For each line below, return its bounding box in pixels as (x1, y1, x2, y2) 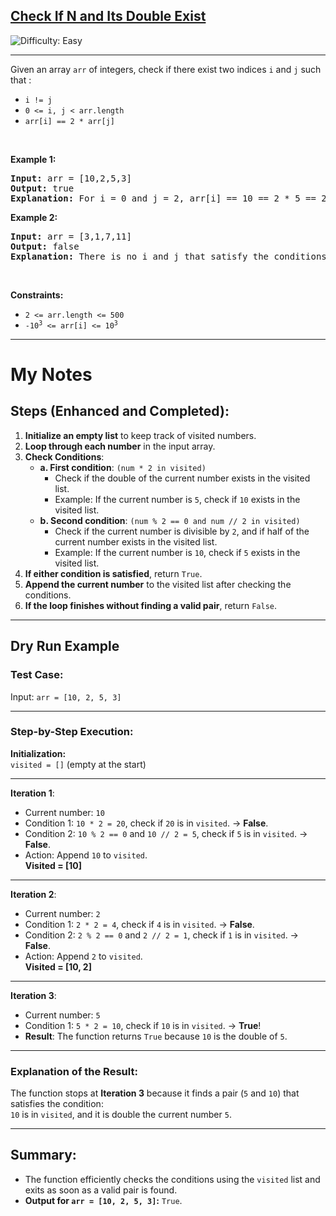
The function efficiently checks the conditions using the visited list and (24, 1173, 321, 1185)
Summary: (10, 1147, 77, 1164)
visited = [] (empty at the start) (10, 758, 147, 770)
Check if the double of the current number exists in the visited (54, 472, 311, 484)
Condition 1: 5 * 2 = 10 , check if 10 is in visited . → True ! (24, 1019, 262, 1031)
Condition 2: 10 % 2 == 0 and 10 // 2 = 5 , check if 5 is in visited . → (24, 827, 308, 839)
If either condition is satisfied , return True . (24, 567, 203, 579)
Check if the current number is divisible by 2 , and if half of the (54, 525, 310, 537)
